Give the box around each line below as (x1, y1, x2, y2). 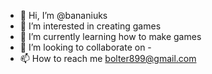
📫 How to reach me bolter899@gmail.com (19, 53, 197, 64)
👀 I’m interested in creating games (19, 20, 162, 32)
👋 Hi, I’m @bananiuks (19, 10, 108, 21)
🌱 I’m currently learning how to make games (19, 31, 202, 42)
